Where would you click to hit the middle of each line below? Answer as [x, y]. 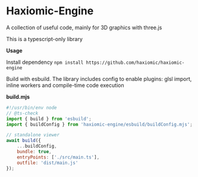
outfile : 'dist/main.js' [48, 163]
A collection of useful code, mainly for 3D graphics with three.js [84, 27]
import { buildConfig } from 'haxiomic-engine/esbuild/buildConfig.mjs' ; [100, 124]
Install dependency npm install [45, 62]
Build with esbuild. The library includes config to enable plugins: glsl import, [99, 79]
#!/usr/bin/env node [32, 108]
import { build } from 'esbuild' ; [49, 119]
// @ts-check [22, 113]
